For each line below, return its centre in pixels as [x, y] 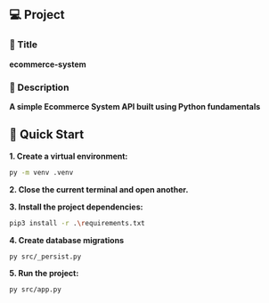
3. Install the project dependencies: [76, 207]
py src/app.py [36, 290]
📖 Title [24, 45]
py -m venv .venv [41, 172]
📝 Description [39, 87]
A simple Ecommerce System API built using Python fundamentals [135, 106]
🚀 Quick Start [47, 135]
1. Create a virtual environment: [69, 156]
